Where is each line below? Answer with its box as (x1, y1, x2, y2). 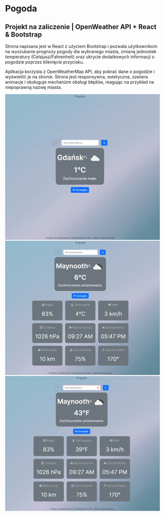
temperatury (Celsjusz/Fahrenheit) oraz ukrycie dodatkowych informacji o (5, 54, 155, 60)
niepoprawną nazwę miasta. (5, 84, 62, 90)
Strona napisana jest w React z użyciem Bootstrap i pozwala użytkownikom (5, 43, 158, 49)
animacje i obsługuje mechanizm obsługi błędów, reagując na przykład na (5, 79, 154, 85)
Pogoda (5, 3, 37, 14)
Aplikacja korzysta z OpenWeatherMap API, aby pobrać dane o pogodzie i (5, 69, 155, 74)
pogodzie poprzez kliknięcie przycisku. (5, 59, 84, 65)
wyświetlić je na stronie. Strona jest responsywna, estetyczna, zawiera (5, 74, 148, 79)
